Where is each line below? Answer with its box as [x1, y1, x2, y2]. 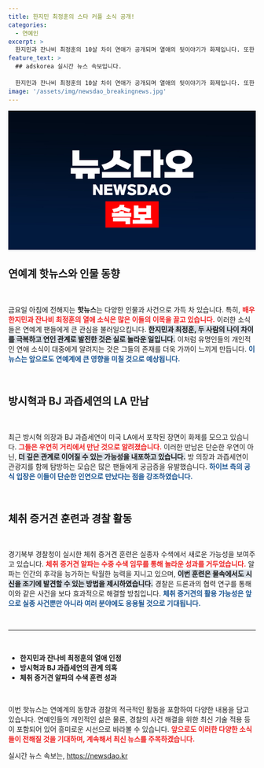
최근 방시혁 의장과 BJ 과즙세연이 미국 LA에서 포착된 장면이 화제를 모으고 [8, 432, 229, 441]
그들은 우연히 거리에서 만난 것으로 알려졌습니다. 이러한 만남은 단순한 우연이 [18, 441, 246, 452]
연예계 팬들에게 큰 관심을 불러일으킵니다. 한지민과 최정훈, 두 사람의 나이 [22, 324, 240, 334]
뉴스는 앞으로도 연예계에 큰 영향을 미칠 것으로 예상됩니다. [8, 354, 181, 364]
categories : [8, 20, 47, 29]
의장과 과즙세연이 [195, 452, 249, 461]
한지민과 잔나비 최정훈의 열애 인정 [19, 653, 122, 663]
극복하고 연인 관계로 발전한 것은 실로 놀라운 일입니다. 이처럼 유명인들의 [16, 334, 230, 344]
